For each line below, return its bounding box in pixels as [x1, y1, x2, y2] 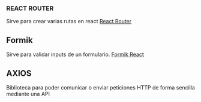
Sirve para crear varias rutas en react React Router [6, 18, 132, 25]
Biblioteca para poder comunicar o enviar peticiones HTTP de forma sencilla [6, 84, 195, 91]
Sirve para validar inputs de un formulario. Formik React [6, 51, 144, 58]
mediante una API [6, 90, 50, 97]
